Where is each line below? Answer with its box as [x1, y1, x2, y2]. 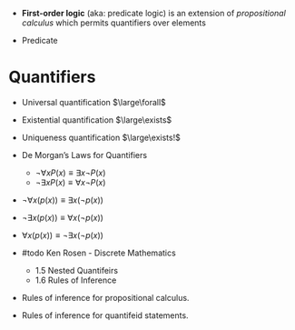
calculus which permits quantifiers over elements [21, 17, 206, 28]
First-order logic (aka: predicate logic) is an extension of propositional [21, 8, 287, 18]
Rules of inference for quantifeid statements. [21, 309, 189, 321]
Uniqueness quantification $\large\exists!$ [21, 132, 181, 143]
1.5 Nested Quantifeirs [34, 265, 119, 275]
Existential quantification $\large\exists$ [21, 114, 172, 125]
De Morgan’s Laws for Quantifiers [21, 149, 147, 160]
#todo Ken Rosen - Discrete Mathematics [21, 247, 176, 258]
